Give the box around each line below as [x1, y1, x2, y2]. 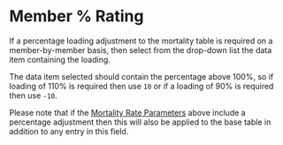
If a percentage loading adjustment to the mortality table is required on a [9, 35, 273, 46]
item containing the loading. [9, 54, 111, 65]
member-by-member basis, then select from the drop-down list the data [9, 44, 272, 55]
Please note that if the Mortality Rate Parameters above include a [9, 107, 246, 118]
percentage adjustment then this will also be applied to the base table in [9, 117, 272, 127]
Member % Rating [9, 6, 144, 27]
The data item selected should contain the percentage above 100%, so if [9, 71, 274, 81]
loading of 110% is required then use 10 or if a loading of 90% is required [9, 80, 274, 91]
